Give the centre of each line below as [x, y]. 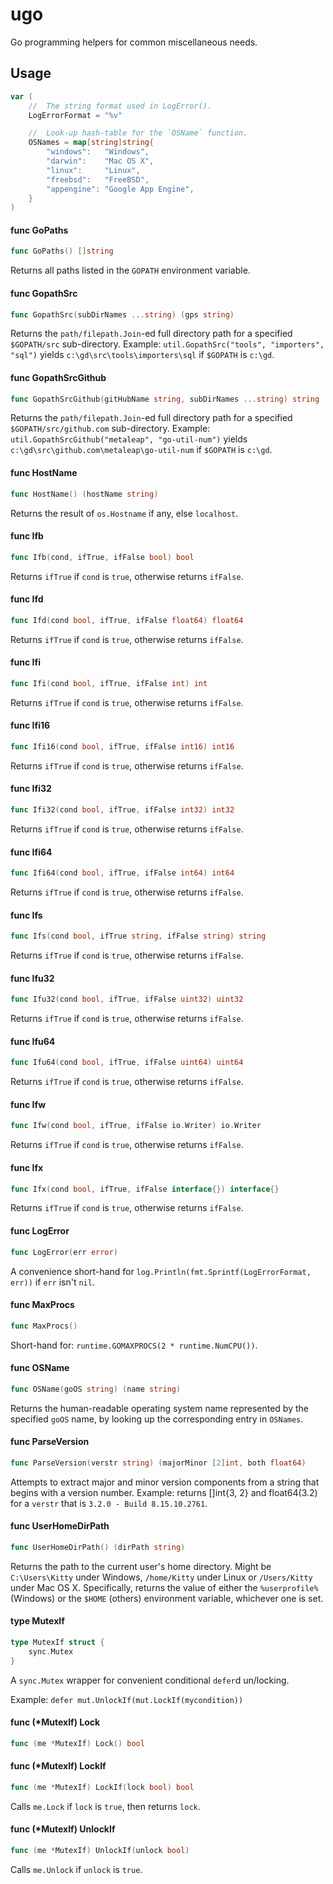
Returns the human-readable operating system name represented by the [159, 1408]
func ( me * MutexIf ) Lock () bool [77, 1743]
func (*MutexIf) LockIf [58, 1766]
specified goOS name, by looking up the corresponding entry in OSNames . [157, 1419]
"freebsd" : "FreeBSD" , [98, 179]
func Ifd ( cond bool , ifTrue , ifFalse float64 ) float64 [127, 620]
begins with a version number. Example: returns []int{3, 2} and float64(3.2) [164, 1492]
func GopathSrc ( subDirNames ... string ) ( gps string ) [122, 314]
